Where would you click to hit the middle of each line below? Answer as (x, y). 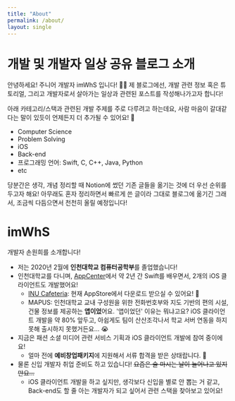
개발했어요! (63, 285)
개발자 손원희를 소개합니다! (44, 252)
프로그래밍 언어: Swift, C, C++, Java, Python (80, 162)
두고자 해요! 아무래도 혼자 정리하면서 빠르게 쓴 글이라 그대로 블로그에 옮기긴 (110, 194)
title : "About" (30, 14)
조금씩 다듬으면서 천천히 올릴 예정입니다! (72, 203)
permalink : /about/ (36, 20)
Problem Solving (41, 139)
